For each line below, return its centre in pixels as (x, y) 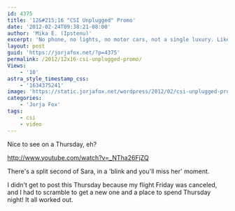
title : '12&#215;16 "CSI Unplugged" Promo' (72, 20)
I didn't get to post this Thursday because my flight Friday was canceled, (112, 184)
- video (31, 124)
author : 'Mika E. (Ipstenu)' (50, 33)
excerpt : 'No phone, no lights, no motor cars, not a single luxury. (111, 40)
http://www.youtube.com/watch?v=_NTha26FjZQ (78, 157)
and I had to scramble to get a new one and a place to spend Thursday (109, 192)
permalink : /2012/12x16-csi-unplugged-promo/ (74, 59)
